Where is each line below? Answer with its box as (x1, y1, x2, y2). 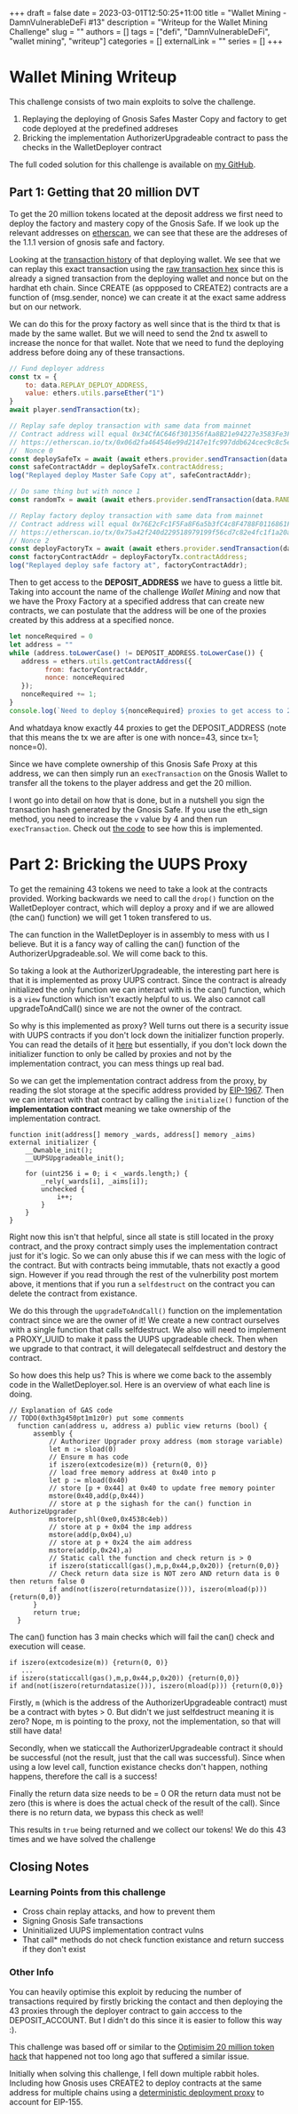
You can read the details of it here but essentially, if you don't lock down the (9, 1039, 287, 1050)
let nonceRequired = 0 (9, 632, 93, 641)
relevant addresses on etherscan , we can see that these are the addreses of (9, 227, 288, 238)
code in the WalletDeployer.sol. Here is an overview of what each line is (9, 1379, 271, 1389)
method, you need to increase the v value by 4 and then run (9, 813, 228, 824)
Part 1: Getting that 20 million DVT (9, 185, 200, 200)
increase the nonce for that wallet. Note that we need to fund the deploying (9, 337, 284, 348)
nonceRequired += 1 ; (20, 690, 98, 699)
